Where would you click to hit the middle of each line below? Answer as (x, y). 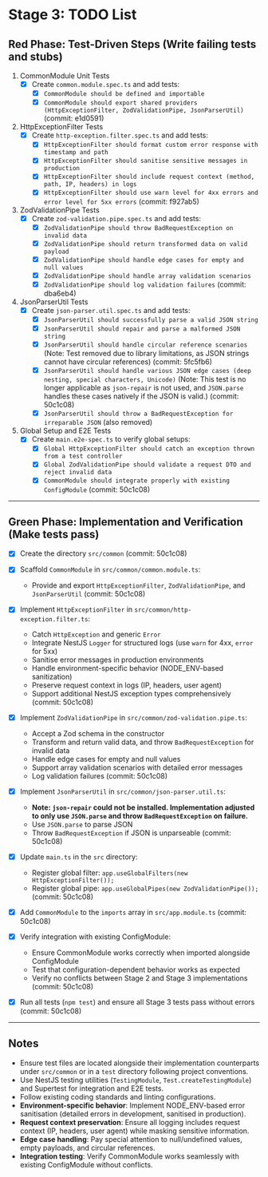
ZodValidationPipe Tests (59, 210)
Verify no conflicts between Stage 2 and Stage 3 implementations (140, 978)
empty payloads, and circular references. (87, 1147)
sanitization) (52, 676)
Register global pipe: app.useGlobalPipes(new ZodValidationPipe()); (145, 888)
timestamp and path (76, 153)
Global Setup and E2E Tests (65, 431)
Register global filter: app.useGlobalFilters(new (110, 873)
